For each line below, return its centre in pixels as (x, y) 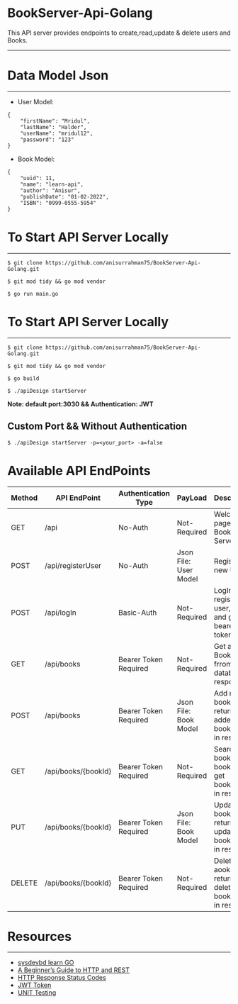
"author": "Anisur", (50, 190)
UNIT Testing (37, 993)
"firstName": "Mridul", (55, 121)
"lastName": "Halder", (53, 127)
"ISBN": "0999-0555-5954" (58, 203)
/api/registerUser (73, 565)
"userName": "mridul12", (57, 133)
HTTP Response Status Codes (62, 978)
